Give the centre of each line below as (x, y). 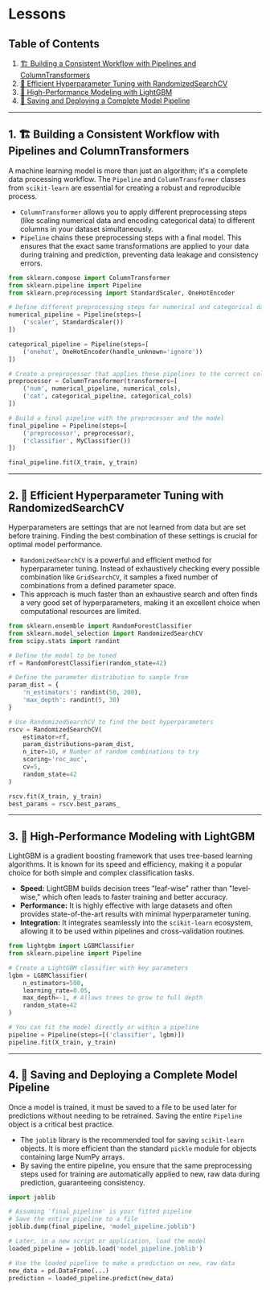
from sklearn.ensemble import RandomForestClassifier (100, 626)
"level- (240, 888)
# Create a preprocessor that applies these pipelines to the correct (129, 374)
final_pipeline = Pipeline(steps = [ (68, 426)
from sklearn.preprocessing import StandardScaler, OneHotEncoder (122, 293)
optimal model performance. (55, 544)
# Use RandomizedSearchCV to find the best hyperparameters (111, 722)
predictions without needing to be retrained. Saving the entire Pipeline (125, 1115)
